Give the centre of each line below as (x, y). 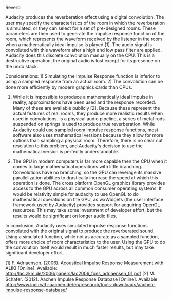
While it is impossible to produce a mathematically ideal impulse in (83, 97)
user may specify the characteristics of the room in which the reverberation (85, 23)
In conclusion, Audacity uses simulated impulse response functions (77, 226)
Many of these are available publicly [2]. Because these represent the (86, 108)
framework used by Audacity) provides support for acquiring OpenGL (86, 205)
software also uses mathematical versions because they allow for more (88, 135)
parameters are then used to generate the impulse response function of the (85, 34)
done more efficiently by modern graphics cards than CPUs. (69, 87)
